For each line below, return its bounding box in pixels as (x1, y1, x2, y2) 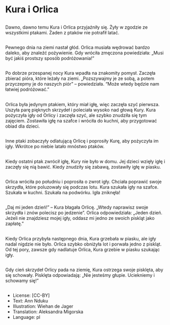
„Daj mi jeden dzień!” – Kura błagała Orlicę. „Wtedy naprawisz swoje (5, 204, 149, 211)
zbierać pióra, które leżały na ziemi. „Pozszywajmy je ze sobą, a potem (5, 75, 155, 82)
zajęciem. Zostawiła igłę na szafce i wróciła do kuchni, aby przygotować (5, 117, 157, 124)
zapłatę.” (5, 220, 24, 227)
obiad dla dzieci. (5, 123, 40, 129)
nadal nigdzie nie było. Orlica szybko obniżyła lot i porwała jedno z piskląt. (5, 241, 162, 247)
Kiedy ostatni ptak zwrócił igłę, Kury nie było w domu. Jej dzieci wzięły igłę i (5, 158, 165, 165)
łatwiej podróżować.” (5, 86, 50, 93)
